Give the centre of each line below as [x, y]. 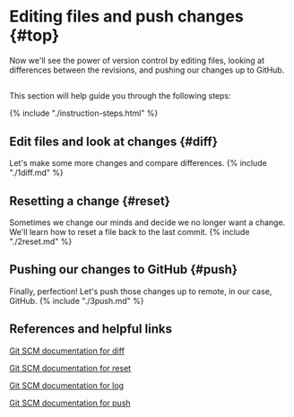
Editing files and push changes [126, 17]
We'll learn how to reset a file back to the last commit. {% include [130, 231]
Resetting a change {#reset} [90, 200]
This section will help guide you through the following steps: [120, 96]
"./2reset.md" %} [41, 241]
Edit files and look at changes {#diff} [113, 141]
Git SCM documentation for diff [67, 351]
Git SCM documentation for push [70, 403]
